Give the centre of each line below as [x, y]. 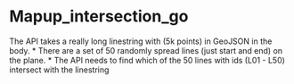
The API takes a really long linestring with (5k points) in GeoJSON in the [141, 41]
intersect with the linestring [59, 70]
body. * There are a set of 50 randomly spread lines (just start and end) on [146, 50]
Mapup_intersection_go [99, 17]
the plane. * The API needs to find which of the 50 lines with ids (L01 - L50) [147, 60]
